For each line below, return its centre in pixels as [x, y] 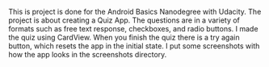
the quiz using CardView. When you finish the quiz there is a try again [124, 37]
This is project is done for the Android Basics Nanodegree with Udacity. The [135, 12]
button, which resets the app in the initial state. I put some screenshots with [134, 46]
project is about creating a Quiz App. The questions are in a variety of [124, 20]
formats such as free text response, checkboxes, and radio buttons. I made [133, 29]
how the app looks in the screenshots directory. [88, 54]
